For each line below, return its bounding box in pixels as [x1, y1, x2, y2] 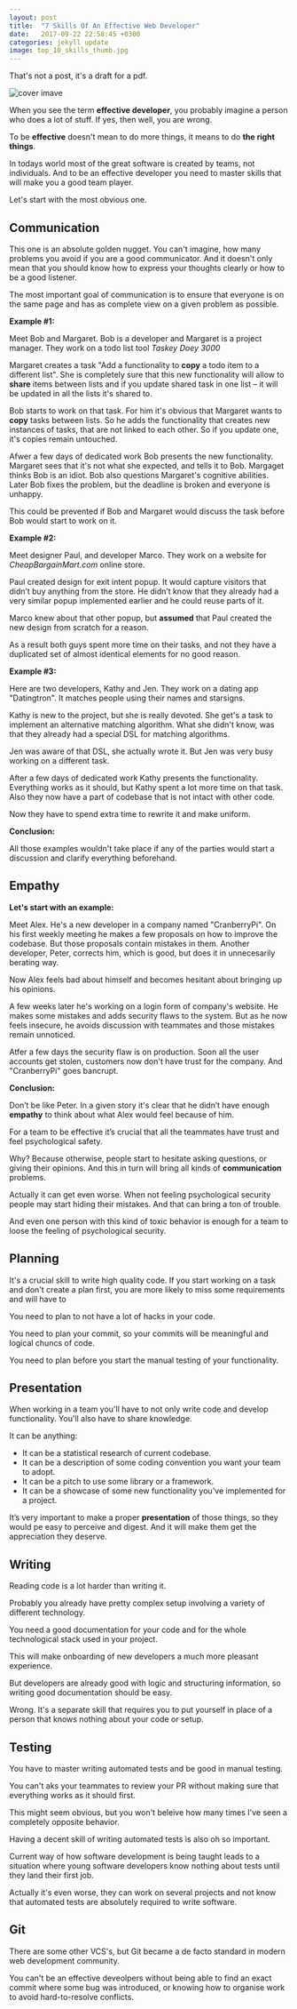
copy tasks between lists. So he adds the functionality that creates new [9, 414, 270, 425]
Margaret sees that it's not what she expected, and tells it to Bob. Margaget [9, 460, 285, 471]
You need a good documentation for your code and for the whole [9, 1624, 246, 1636]
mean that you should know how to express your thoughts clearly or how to [9, 262, 285, 273]
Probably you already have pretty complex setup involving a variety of [9, 1597, 266, 1609]
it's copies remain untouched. [9, 433, 118, 444]
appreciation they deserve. [9, 1531, 108, 1542]
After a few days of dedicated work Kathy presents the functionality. [9, 772, 259, 783]
